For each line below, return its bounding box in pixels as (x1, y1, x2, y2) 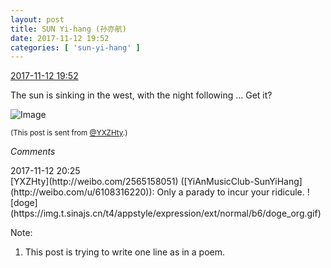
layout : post (10, 14, 65, 25)
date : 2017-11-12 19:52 (10, 33, 110, 43)
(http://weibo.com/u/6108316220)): (10, 186, 155, 198)
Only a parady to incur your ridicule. (156, 186, 305, 198)
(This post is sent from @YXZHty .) (10, 128, 128, 138)
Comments (10, 146, 56, 158)
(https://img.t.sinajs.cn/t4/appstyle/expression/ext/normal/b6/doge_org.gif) (10, 207, 322, 220)
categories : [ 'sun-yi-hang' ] (10, 42, 141, 53)
